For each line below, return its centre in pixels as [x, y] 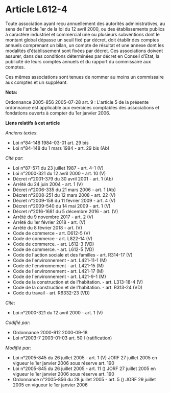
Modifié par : [18, 348]
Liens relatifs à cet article [33, 123]
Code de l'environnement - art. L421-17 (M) [58, 271]
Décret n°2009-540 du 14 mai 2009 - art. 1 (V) [62, 206]
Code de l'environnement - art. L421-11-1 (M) [60, 260]
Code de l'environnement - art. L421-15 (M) [58, 265]
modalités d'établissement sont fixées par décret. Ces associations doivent [84, 51]
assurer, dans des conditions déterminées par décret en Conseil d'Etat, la [82, 56]
